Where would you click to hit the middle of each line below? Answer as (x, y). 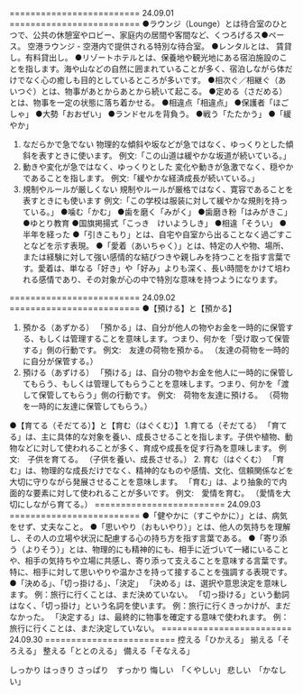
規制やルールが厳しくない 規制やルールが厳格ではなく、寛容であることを (158, 189)
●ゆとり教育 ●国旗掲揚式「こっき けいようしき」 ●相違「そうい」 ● (154, 223)
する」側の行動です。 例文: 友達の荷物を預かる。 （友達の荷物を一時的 (156, 350)
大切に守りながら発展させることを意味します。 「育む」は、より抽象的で (144, 482)
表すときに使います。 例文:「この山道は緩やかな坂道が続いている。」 (165, 155)
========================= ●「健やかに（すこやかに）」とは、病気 (149, 516)
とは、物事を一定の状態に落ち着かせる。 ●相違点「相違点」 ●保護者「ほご (149, 102)
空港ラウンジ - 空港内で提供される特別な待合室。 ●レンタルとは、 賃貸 (159, 46)
